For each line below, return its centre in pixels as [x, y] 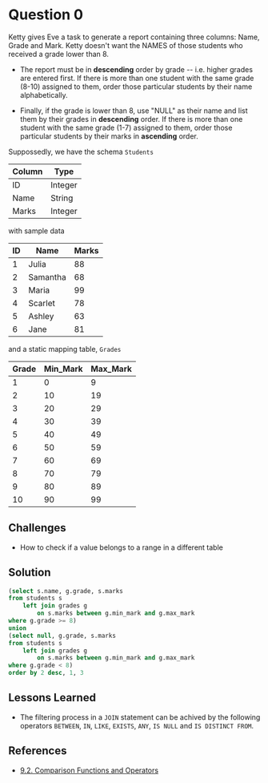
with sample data [37, 231]
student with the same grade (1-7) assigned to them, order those [126, 127]
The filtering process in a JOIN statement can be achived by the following [140, 717]
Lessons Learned [52, 698]
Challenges [37, 528]
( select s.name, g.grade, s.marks [66, 591]
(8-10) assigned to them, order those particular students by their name [136, 87]
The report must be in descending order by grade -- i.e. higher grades [136, 69]
